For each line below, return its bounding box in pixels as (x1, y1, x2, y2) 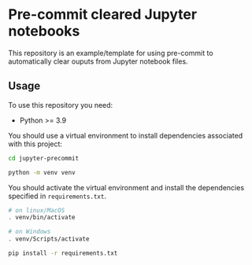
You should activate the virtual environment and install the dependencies (8, 182, 245, 192)
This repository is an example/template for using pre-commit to (8, 48, 214, 57)
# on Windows (8, 228, 51, 236)
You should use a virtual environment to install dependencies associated (8, 131, 243, 140)
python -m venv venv (8, 168, 76, 176)
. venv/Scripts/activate (8, 235, 90, 243)
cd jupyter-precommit (8, 154, 80, 162)
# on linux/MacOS (8, 206, 65, 214)
